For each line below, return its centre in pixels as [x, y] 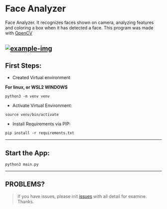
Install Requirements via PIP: [42, 124]
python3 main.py [22, 164]
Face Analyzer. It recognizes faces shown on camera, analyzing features [80, 22]
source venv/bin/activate [32, 115]
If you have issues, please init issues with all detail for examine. [82, 196]
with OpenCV [19, 33]
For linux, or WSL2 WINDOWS [37, 87]
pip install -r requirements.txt [40, 133]
